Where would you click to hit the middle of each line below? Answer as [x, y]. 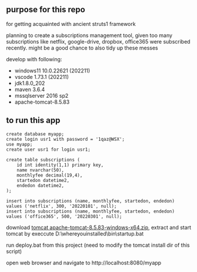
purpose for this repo [46, 10]
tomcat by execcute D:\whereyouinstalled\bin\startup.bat [75, 233]
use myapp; [19, 144]
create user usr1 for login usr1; [49, 150]
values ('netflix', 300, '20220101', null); [61, 206]
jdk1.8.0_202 [30, 83]
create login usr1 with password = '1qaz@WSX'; [66, 139]
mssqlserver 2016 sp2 [41, 95]
